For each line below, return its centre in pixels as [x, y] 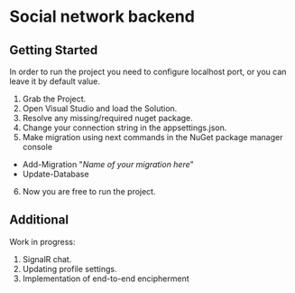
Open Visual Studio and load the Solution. [100, 109]
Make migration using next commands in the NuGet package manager [152, 137]
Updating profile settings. [69, 269]
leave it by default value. [55, 81]
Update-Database [55, 174]
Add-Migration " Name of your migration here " [108, 164]
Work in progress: [42, 241]
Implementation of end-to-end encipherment [106, 279]
